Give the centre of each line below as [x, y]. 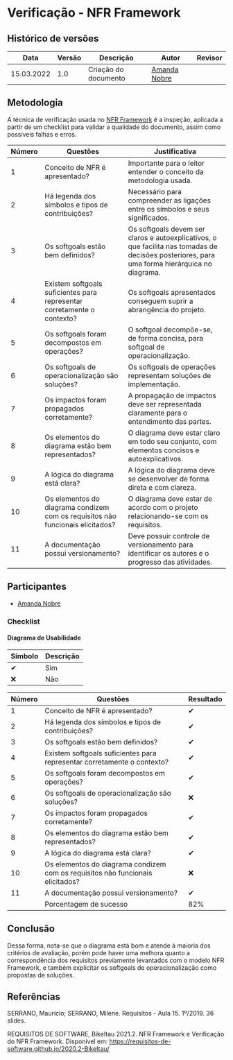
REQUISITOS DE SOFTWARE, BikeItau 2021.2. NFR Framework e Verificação [116, 1034]
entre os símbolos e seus [169, 209]
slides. [17, 1020]
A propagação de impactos [172, 395]
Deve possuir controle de [169, 536]
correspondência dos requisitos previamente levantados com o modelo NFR [116, 960]
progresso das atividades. [170, 562]
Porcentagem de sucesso [86, 904]
